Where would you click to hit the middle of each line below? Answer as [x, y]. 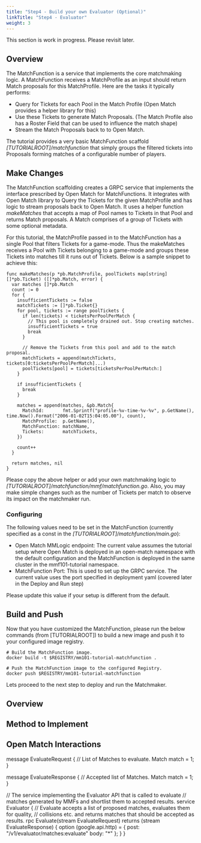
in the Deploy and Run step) [49, 584]
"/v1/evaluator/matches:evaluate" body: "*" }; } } [66, 833]
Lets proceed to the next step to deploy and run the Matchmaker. [86, 685]
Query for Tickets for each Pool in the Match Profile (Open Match [95, 104]
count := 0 [25, 290]
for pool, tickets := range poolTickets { [71, 311]
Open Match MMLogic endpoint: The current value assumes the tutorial [103, 546]
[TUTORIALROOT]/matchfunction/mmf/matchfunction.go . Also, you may [96, 486]
